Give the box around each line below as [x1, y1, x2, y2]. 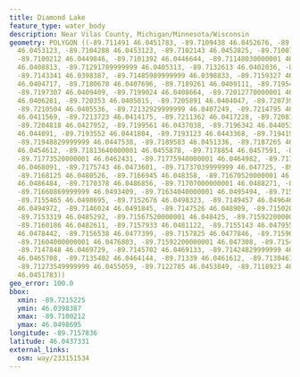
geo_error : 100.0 [9, 279, 74, 288]
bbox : [9, 287, 29, 296]
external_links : [9, 345, 70, 354]
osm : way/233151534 [17, 354, 90, 363]
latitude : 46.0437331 [9, 337, 90, 346]
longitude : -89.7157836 [9, 329, 98, 338]
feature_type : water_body [9, 21, 105, 30]
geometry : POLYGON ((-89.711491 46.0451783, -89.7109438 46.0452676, [9, 38, 274, 47]
